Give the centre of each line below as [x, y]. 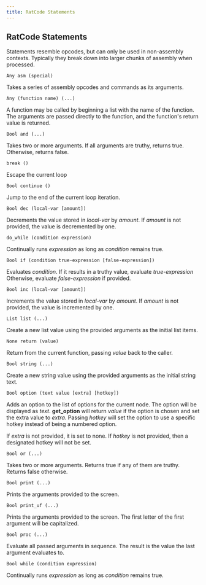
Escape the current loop [37, 175]
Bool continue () [29, 186]
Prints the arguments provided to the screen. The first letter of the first [95, 517]
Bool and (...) [26, 134]
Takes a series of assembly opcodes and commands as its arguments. [95, 87]
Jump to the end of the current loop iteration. [63, 198]
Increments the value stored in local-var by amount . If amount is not [93, 301]
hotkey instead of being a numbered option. [62, 424]
